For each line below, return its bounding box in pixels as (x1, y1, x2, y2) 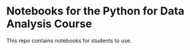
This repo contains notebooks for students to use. (6, 37, 132, 44)
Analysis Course (6, 17, 92, 31)
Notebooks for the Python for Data (6, 4, 185, 18)
